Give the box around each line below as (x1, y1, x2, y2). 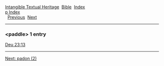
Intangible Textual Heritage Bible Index (5, 4, 85, 10)
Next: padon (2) (5, 55, 37, 62)
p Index (5, 9, 20, 15)
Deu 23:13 (5, 42, 26, 48)
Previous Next (7, 14, 37, 20)
